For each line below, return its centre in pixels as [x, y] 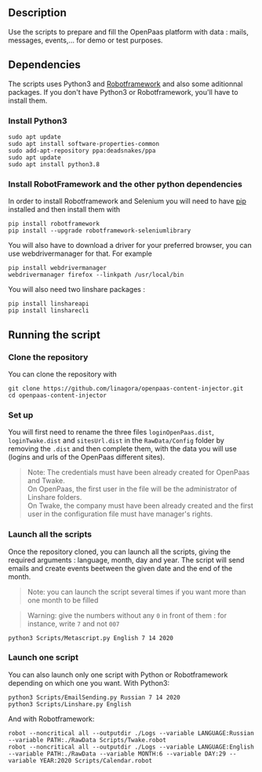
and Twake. [46, 481]
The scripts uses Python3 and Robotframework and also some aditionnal [126, 84]
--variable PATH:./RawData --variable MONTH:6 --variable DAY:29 [117, 754]
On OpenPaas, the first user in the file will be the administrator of [132, 489]
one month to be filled [63, 600]
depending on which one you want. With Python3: [89, 683]
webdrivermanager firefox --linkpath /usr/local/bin [96, 275]
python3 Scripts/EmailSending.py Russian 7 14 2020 [94, 697]
